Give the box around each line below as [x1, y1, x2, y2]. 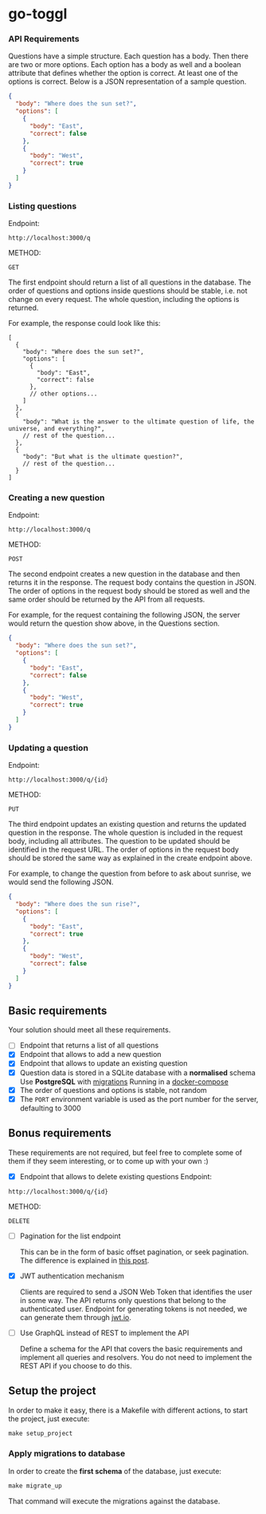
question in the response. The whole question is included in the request [8, 828, 243, 837]
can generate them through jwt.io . [19, 1312, 131, 1322]
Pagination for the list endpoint [19, 1231, 121, 1241]
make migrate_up [8, 1481, 62, 1490]
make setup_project [8, 1429, 73, 1437]
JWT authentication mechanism [19, 1271, 125, 1281]
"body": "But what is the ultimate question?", [22, 453, 183, 461]
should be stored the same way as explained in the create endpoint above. [8, 853, 252, 863]
